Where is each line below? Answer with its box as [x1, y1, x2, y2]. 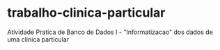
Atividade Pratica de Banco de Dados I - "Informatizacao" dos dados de [7, 28, 214, 36]
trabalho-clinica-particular [7, 5, 166, 21]
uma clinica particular [7, 35, 70, 43]
